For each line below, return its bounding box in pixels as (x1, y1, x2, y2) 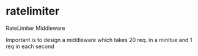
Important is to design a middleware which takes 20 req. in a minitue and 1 (5, 36, 193, 43)
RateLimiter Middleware (5, 24, 65, 32)
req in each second (5, 43, 54, 50)
